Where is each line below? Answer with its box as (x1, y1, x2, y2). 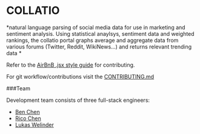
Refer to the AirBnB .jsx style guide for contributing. (6, 61, 135, 69)
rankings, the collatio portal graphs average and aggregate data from (6, 36, 179, 44)
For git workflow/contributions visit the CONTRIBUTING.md (6, 73, 155, 80)
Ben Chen (15, 108, 41, 115)
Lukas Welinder (15, 121, 55, 128)
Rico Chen (15, 115, 41, 122)
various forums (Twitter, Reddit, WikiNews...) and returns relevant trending (6, 43, 192, 50)
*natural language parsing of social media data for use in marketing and (6, 24, 186, 31)
